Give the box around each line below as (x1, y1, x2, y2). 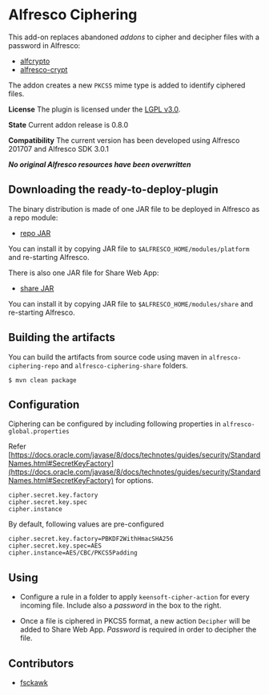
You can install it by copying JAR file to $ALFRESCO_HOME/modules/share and (8, 299, 254, 308)
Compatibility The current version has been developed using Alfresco (8, 135, 240, 145)
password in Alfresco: (8, 40, 81, 50)
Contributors (8, 656, 74, 670)
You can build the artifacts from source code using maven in (8, 352, 207, 362)
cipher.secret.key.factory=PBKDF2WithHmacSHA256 (8, 535, 174, 543)
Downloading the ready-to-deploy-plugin (8, 183, 219, 197)
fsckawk (19, 678, 48, 687)
